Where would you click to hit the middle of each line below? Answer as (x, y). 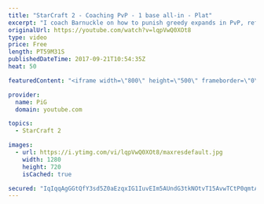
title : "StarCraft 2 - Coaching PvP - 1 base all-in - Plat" (110, 15)
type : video (27, 37)
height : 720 (42, 167)
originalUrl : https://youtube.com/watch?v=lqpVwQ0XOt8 (100, 30)
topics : (21, 124)
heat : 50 (22, 67)
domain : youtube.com (49, 109)
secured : (22, 188)
